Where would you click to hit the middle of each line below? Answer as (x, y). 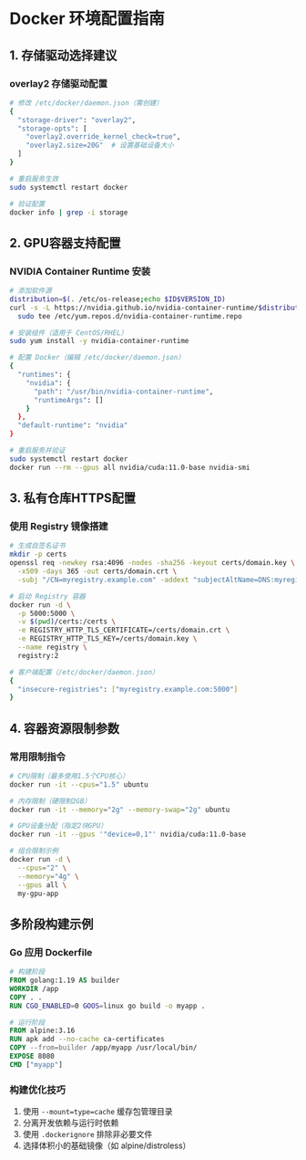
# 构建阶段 (27, 972)
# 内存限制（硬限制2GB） (50, 801)
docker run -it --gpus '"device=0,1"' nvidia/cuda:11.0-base (128, 835)
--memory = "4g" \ (48, 876)
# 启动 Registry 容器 (48, 596)
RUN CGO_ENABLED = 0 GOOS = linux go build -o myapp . (107, 1006)
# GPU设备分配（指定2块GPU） (58, 826)
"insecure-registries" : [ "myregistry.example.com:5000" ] (128, 689)
